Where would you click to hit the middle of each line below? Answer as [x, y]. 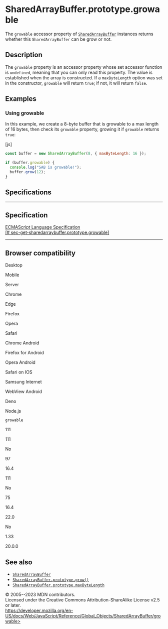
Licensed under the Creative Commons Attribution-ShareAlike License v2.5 [82, 600]
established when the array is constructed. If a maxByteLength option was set [84, 78]
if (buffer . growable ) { [30, 163]
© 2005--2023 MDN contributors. [40, 595]
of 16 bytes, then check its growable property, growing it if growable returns [82, 130]
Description [24, 55]
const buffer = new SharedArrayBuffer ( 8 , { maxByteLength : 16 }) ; [76, 154]
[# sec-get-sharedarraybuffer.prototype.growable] [57, 232]
